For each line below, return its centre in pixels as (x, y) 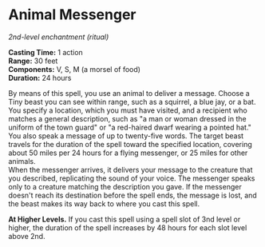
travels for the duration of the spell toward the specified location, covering (131, 144)
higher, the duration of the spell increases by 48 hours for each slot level (128, 227)
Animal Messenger (72, 15)
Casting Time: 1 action (46, 52)
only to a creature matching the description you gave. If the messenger (125, 186)
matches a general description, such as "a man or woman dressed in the (127, 118)
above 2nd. (27, 236)
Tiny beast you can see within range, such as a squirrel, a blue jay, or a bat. (132, 102)
